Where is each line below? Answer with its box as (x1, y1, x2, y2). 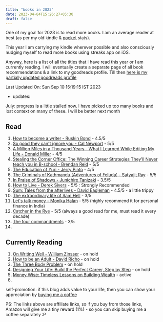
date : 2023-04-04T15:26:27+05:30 (5, 12, 74, 17)
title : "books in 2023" (5, 7, 54, 12)
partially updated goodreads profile (5, 74, 77, 81)
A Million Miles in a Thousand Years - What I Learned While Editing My (12, 146, 155, 152)
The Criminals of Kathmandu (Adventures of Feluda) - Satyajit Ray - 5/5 (12, 172, 157, 178)
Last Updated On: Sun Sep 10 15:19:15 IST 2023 (5, 84, 101, 90)
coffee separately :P (5, 312, 46, 317)
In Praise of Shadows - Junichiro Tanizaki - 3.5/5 (12, 177, 111, 183)
